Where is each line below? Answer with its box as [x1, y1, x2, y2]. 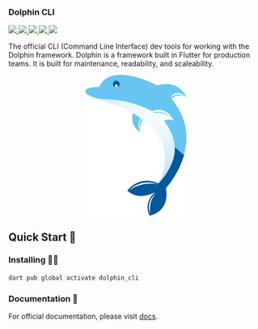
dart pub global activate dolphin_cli [8, 274, 139, 282]
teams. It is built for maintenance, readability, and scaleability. [8, 59, 214, 69]
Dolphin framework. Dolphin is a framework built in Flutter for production [8, 50, 251, 60]
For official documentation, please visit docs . [8, 311, 159, 322]
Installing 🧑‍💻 [8, 254, 59, 266]
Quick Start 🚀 [8, 230, 77, 244]
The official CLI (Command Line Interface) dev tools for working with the [8, 41, 250, 51]
